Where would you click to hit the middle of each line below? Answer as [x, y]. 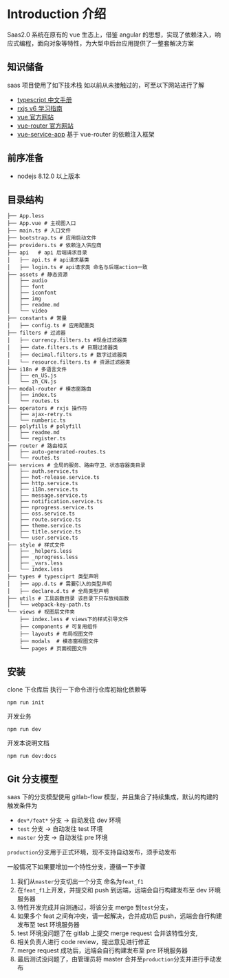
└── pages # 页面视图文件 [53, 649]
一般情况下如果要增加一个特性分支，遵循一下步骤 [76, 867]
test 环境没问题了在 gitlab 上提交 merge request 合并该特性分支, [107, 933]
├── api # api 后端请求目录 [47, 253]
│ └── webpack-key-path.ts [49, 605]
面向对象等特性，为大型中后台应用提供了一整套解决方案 [115, 43]
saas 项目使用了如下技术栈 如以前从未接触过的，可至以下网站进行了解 [106, 85]
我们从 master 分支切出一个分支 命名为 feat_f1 [80, 881]
